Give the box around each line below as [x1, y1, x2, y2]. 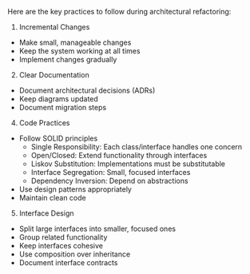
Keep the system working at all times [18, 46, 141, 55]
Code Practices [18, 118, 70, 127]
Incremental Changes [18, 22, 90, 31]
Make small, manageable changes [18, 38, 132, 47]
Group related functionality [18, 232, 108, 242]
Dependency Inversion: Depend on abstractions [30, 176, 188, 185]
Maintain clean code [18, 193, 86, 202]
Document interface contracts [18, 258, 118, 267]
